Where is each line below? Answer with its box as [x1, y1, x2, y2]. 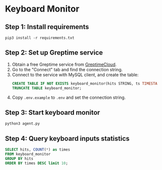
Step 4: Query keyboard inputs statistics [5, 134, 130, 142]
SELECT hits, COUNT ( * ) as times [5, 147, 70, 152]
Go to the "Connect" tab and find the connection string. [12, 66, 123, 72]
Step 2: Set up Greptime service [5, 48, 103, 57]
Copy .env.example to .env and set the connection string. [12, 94, 126, 100]
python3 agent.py [5, 121, 40, 126]
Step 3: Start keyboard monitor [5, 108, 100, 117]
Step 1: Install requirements [5, 23, 89, 31]
